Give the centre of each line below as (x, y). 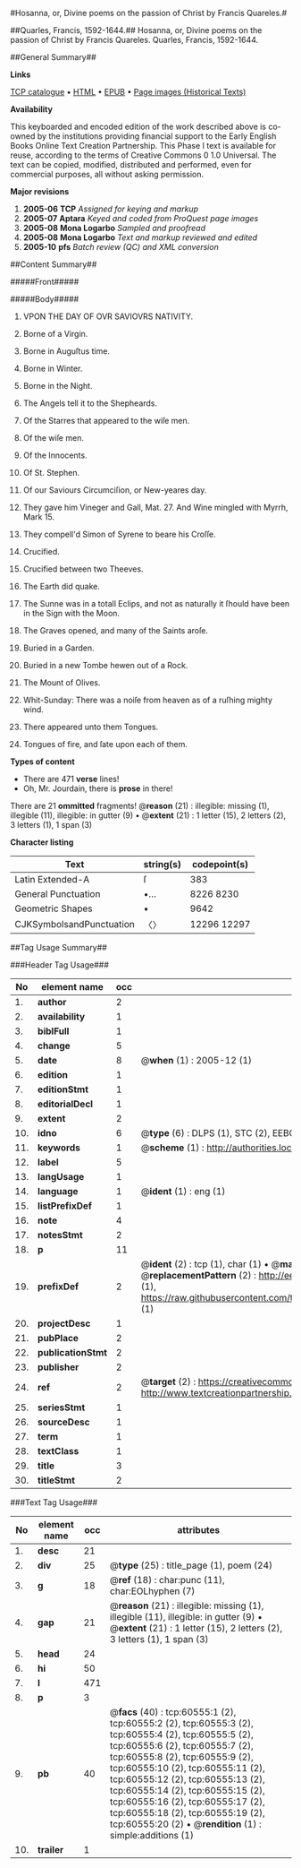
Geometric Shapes (54, 908)
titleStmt (56, 1480)
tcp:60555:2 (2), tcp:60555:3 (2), (181, 1723)
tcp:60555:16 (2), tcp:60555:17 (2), (188, 1802)
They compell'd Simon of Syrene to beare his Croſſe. (119, 534)
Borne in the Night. (58, 386)
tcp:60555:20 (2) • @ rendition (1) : (185, 1824)
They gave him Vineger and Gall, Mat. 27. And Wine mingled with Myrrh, (155, 507)
